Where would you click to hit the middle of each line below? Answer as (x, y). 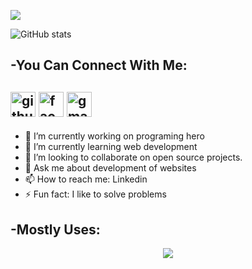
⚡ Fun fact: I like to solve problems (95, 194)
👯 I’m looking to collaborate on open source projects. (133, 157)
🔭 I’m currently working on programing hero (114, 136)
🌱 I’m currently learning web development (111, 147)
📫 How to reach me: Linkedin (86, 179)
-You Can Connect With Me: (99, 65)
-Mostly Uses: (55, 229)
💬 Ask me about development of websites (110, 168)
